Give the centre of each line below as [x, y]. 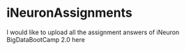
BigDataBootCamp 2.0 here [46, 39]
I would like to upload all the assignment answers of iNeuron [93, 32]
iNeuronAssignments [70, 13]
